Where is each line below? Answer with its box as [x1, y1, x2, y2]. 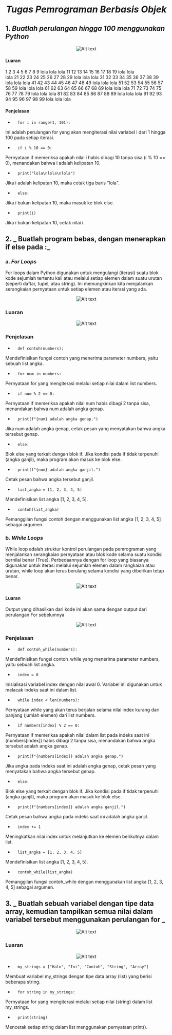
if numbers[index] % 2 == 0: [17, 723, 80, 729]
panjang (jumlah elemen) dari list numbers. [5, 712, 96, 718]
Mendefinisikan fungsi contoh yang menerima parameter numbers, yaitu [5, 355, 158, 361]
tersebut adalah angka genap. [5, 743, 69, 749]
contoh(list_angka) [17, 507, 59, 512]
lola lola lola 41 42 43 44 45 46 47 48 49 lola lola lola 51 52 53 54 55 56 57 [5, 80, 163, 86]
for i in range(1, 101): [17, 120, 71, 125]
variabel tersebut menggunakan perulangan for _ [5, 915, 165, 924]
